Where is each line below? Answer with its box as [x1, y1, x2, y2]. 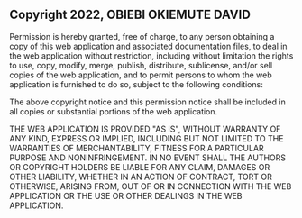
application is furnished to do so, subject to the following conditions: [9, 78, 263, 89]
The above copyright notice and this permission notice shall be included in [9, 96, 286, 107]
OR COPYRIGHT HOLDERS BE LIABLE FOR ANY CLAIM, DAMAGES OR [9, 161, 270, 172]
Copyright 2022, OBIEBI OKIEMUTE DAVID [9, 7, 251, 23]
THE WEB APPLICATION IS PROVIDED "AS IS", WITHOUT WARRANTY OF [9, 123, 281, 134]
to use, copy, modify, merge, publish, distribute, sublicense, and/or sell [9, 59, 273, 70]
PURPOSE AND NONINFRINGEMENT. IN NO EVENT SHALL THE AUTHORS [9, 152, 287, 163]
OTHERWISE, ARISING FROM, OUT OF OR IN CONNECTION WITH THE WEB [9, 180, 292, 192]
